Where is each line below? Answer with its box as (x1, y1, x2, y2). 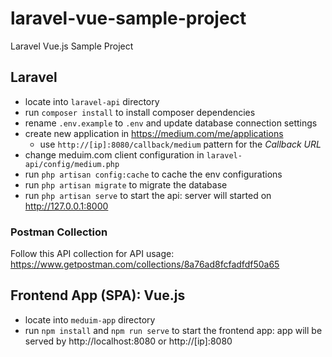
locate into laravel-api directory (24, 95, 160, 107)
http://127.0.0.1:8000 (24, 200, 109, 212)
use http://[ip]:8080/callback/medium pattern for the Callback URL (39, 138, 322, 150)
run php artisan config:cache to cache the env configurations (24, 168, 283, 180)
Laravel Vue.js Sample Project (10, 40, 134, 52)
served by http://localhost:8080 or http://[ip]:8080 (24, 335, 233, 347)
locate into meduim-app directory (24, 313, 156, 326)
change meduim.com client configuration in (24, 148, 205, 161)
